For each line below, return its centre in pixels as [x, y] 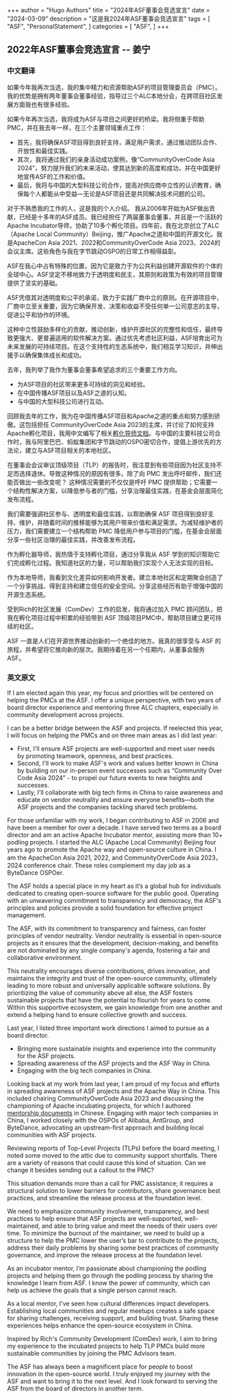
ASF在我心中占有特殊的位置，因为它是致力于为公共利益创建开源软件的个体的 [115, 266]
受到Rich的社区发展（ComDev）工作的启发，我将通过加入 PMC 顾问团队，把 [115, 609]
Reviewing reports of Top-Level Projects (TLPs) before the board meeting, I [113, 1148]
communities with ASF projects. [52, 1134]
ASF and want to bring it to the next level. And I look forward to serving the [112, 1381]
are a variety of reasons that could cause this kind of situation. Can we [107, 1162]
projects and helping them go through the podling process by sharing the [110, 1275]
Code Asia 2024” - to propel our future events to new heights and [110, 777]
